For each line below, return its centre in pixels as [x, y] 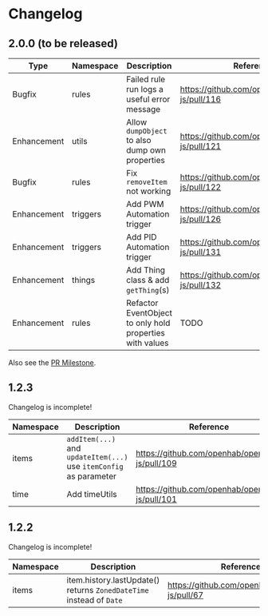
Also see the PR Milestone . [52, 363]
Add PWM [145, 204]
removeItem [147, 182]
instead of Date [95, 600]
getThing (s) [148, 290]
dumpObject [147, 131]
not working [149, 191]
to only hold [148, 323]
